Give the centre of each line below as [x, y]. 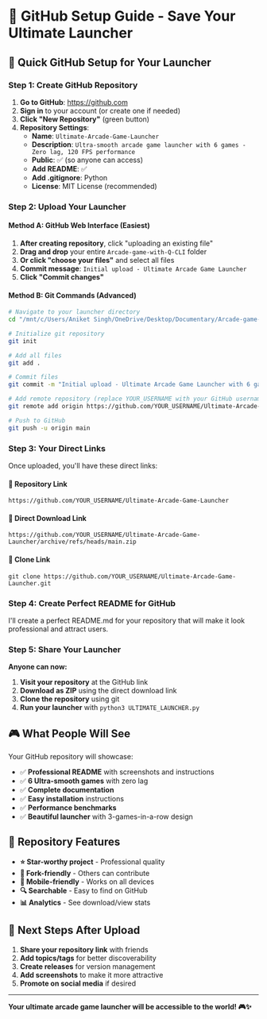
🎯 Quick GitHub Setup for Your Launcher [110, 62]
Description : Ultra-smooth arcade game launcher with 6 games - [139, 144]
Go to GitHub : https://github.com [74, 102]
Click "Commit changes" [62, 277]
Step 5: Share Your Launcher [65, 649]
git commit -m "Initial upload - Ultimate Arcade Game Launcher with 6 [129, 384]
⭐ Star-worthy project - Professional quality [92, 862]
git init [23, 341]
